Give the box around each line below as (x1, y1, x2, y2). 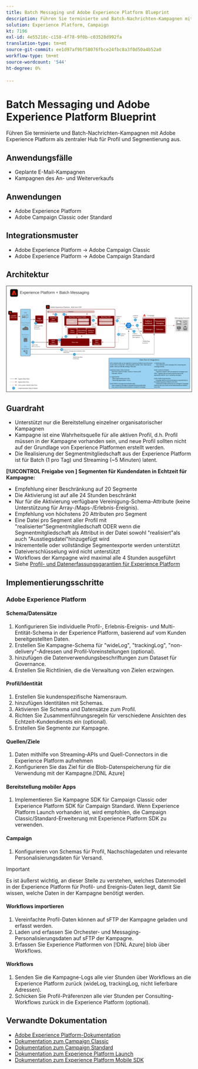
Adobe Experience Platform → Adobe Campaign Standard (14, 252, 155, 259)
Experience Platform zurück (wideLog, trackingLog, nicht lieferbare (14, 980, 178, 987)
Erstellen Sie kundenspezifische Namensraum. (14, 693, 127, 700)
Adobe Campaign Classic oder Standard (14, 214, 112, 221)
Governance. (14, 660, 46, 667)
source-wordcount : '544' (6, 59, 67, 65)
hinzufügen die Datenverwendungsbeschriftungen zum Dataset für (14, 654, 177, 661)
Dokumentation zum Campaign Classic (14, 1037, 109, 1044)
